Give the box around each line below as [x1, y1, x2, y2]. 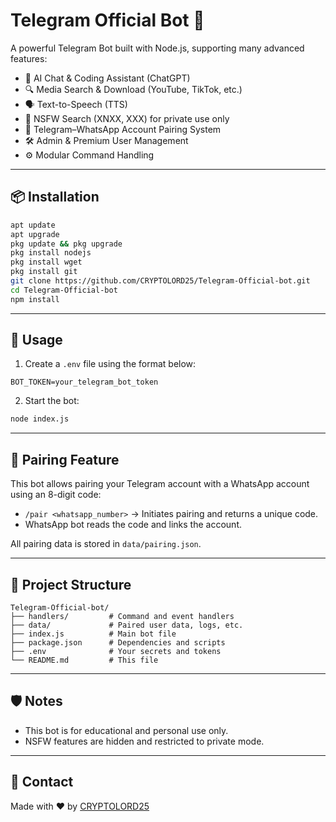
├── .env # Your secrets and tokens [10, 646, 222, 656]
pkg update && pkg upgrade [10, 239, 123, 249]
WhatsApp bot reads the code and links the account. [24, 519, 242, 531]
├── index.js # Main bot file [10, 629, 177, 639]
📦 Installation [10, 189, 100, 206]
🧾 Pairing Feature [10, 451, 120, 468]
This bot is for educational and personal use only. [24, 724, 229, 736]
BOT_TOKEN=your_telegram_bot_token [10, 377, 159, 388]
